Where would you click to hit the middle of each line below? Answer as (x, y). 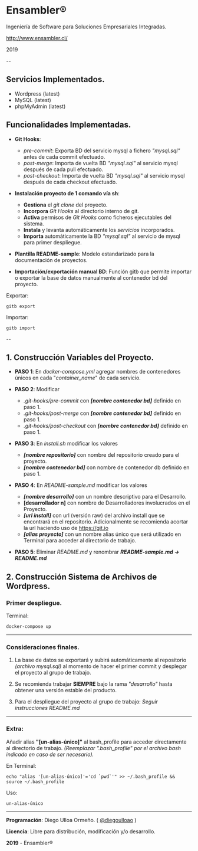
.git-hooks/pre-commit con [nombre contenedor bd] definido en (102, 401)
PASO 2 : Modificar (37, 390)
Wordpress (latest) (37, 94)
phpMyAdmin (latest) (40, 106)
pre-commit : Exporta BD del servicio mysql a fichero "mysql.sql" (102, 150)
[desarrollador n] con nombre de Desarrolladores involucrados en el (107, 503)
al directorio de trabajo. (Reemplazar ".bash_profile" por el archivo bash (94, 748)
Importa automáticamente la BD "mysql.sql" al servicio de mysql (102, 236)
